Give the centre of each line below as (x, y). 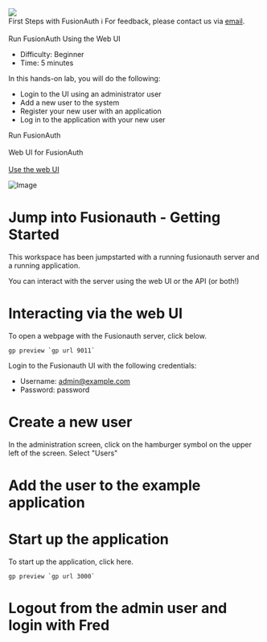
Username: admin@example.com (75, 381)
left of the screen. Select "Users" (63, 453)
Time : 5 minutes (47, 63)
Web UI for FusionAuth (46, 152)
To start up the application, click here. (71, 562)
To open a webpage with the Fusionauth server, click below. (107, 335)
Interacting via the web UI (96, 314)
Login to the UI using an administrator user (91, 94)
